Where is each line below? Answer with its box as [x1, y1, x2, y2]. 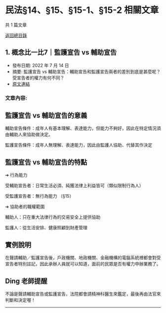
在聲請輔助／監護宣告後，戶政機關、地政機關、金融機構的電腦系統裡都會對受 [5, 255, 161, 261]
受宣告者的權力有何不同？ [12, 75, 65, 81]
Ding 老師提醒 [5, 277, 48, 285]
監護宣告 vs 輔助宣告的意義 [5, 111, 87, 120]
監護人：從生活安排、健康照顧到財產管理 [5, 225, 87, 231]
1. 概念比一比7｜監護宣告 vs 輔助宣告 [5, 48, 117, 57]
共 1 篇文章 [5, 22, 27, 28]
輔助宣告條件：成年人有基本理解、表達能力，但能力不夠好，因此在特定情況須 [5, 125, 161, 131]
